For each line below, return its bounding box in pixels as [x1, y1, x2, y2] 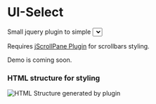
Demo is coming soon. [7, 56, 72, 64]
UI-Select [7, 4, 64, 20]
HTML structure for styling [7, 73, 100, 83]
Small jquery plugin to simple [7, 27, 91, 36]
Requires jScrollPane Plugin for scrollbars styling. [7, 41, 150, 50]
